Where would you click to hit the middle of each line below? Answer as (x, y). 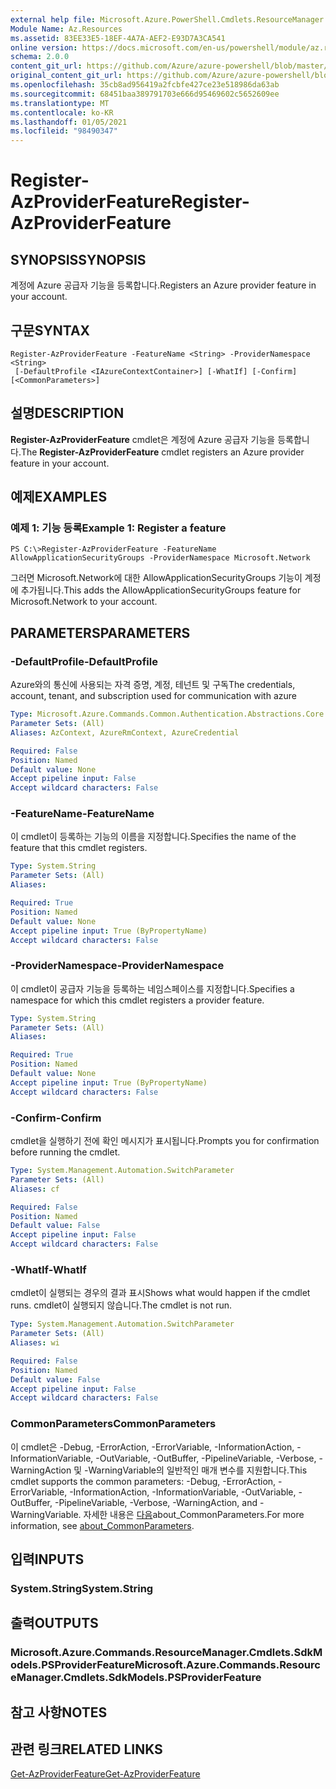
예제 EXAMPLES (59, 497)
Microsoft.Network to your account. (84, 602)
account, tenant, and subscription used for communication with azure (153, 696)
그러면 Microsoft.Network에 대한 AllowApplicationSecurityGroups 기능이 (156, 578)
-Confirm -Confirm (56, 1118)
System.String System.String (82, 1588)
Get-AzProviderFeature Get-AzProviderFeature (105, 1774)
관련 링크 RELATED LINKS (86, 1749)
